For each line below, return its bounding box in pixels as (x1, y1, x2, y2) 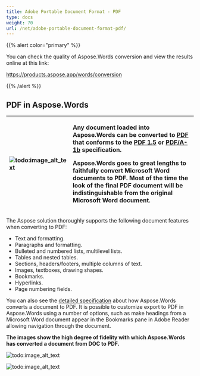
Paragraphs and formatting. (14, 242, 83, 249)
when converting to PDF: (6, 224, 67, 231)
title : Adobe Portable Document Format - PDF (6, 8, 121, 15)
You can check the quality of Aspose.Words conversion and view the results (6, 53, 193, 60)
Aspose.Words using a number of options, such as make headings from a (6, 310, 186, 317)
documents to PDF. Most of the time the (72, 174, 189, 182)
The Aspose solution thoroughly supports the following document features (6, 217, 189, 224)
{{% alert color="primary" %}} (6, 42, 81, 49)
